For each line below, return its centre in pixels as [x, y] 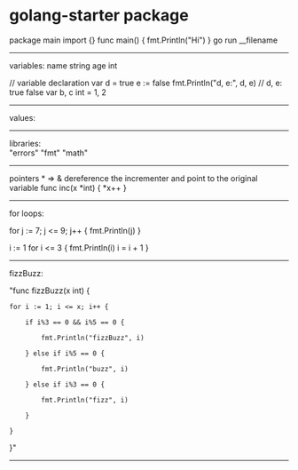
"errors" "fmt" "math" [49, 153]
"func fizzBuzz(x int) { [50, 291]
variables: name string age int [63, 65]
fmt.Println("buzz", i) [85, 369]
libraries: [25, 143]
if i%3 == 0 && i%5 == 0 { [75, 322]
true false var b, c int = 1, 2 [58, 92]
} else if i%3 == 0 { [65, 384]
